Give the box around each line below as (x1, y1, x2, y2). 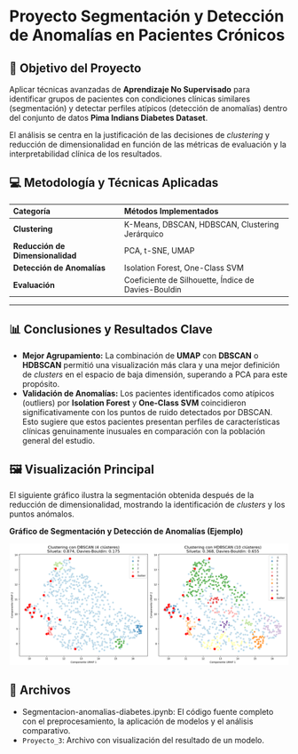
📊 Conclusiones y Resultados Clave (9, 322, 213, 337)
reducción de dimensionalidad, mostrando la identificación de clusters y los (9, 500, 286, 510)
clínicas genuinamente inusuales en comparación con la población (21, 425, 266, 437)
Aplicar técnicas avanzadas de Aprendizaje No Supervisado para (9, 84, 251, 94)
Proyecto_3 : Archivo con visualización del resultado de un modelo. (21, 734, 264, 745)
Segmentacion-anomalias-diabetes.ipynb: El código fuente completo (21, 706, 274, 717)
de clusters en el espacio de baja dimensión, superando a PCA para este (21, 369, 288, 380)
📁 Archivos (9, 683, 71, 698)
